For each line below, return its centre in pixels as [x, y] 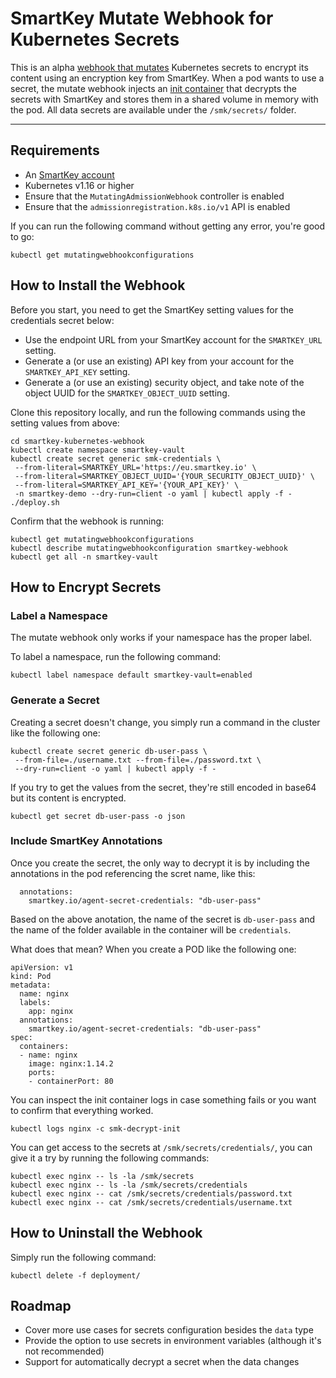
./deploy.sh [35, 502]
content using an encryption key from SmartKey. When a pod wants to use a [167, 78]
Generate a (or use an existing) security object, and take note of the [164, 382]
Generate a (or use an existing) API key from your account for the [159, 361]
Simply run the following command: [83, 1257]
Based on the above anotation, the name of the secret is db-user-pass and [163, 919]
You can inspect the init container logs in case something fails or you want [163, 1099]
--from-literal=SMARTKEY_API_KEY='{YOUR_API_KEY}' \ [127, 485]
